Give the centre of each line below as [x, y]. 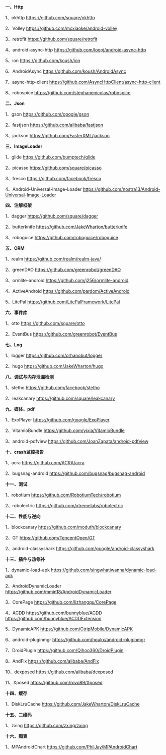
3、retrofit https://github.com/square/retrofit [51, 39]
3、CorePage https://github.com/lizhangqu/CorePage [61, 602]
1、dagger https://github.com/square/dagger [52, 216]
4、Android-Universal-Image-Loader [44, 189]
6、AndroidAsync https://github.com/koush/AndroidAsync [66, 71]
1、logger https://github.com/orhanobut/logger [54, 355]
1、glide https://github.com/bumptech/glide [50, 157]
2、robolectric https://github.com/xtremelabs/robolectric [64, 505]
